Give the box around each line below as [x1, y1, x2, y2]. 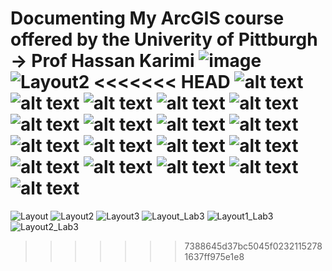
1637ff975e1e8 [184, 250, 245, 262]
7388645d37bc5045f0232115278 [184, 240, 323, 252]
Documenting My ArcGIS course [10, 7, 285, 30]
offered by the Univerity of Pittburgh [10, 28, 318, 51]
